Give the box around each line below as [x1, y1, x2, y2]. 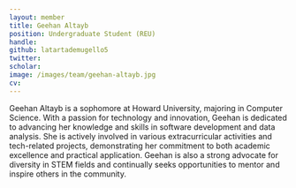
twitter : [9, 54, 42, 63]
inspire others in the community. [9, 169, 126, 179]
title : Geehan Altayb [9, 21, 89, 30]
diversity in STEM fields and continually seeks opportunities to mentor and [9, 159, 280, 169]
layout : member [9, 12, 65, 22]
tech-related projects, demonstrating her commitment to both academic [9, 140, 271, 151]
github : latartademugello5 [9, 46, 109, 55]
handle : [9, 37, 38, 47]
